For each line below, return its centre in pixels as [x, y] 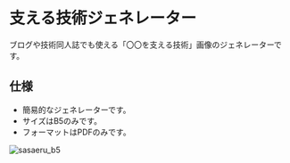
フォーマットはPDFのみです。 [76, 132]
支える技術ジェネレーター [103, 18]
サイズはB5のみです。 [62, 120]
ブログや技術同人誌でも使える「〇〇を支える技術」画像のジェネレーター [142, 45]
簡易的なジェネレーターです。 [76, 110]
